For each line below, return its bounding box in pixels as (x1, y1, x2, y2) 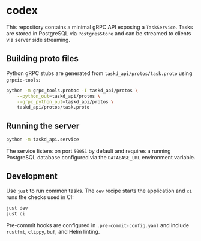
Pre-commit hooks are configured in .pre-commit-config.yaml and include (6, 221, 190, 228)
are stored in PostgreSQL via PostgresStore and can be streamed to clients (6, 29, 191, 37)
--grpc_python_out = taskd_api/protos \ (17, 98, 114, 105)
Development (6, 171, 58, 182)
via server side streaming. (6, 36, 71, 43)
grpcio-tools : (6, 76, 40, 83)
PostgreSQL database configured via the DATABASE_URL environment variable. (6, 153, 196, 161)
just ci (6, 210, 26, 216)
